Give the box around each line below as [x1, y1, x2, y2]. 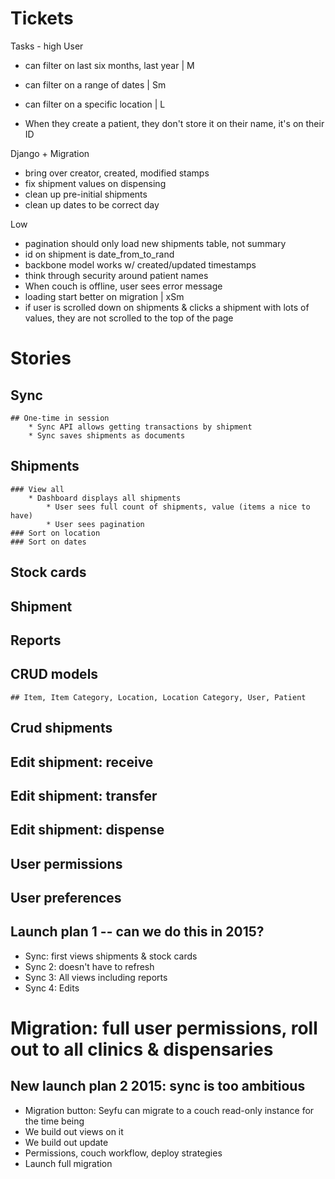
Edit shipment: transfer [10, 787, 158, 804]
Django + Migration [10, 147, 90, 159]
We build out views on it [24, 1125, 124, 1137]
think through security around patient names [24, 269, 209, 281]
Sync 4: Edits [24, 982, 80, 994]
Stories [10, 347, 72, 370]
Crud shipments [10, 720, 113, 737]
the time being [24, 1115, 85, 1127]
